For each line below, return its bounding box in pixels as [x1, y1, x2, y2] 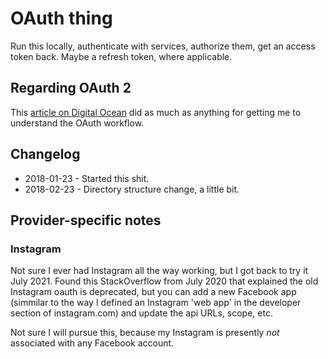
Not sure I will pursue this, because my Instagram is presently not [10, 327, 280, 339]
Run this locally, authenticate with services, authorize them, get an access [10, 40, 316, 52]
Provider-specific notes [10, 212, 162, 229]
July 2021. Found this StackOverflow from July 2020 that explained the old [10, 275, 319, 287]
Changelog [10, 146, 81, 163]
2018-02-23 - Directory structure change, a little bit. [24, 183, 240, 195]
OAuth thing [10, 7, 113, 30]
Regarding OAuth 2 [10, 80, 132, 97]
